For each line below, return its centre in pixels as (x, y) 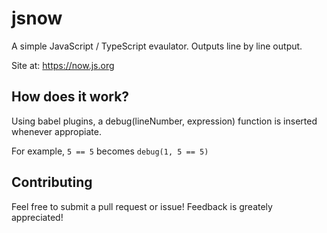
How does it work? (70, 97)
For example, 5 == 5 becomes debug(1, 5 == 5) (110, 151)
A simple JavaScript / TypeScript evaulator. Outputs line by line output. (157, 46)
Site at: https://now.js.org (63, 65)
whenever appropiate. (56, 131)
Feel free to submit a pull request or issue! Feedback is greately (142, 206)
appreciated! (37, 217)
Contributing (52, 182)
